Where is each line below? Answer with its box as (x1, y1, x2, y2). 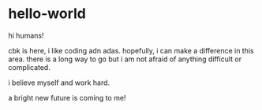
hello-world (8, 5, 87, 23)
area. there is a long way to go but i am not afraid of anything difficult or (8, 54, 242, 64)
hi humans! (8, 31, 44, 40)
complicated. (8, 62, 51, 71)
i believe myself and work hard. (8, 78, 110, 87)
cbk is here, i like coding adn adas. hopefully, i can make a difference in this (8, 46, 254, 55)
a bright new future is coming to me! (8, 93, 126, 102)
